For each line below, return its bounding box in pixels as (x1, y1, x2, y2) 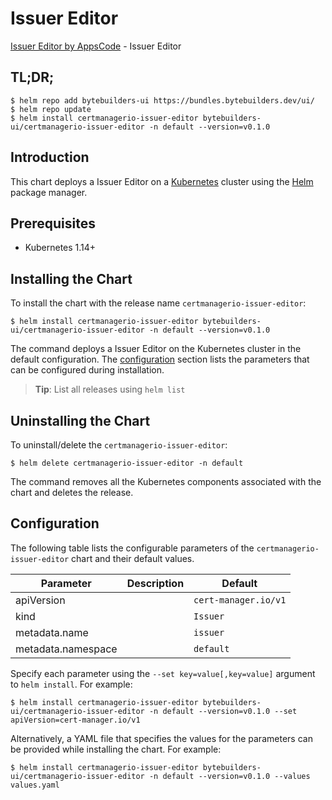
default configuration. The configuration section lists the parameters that (10, 353, 310, 366)
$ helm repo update (10, 104, 92, 114)
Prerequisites (10, 215, 96, 232)
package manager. (10, 186, 88, 198)
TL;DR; (10, 69, 55, 86)
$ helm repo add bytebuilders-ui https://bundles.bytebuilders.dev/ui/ (10, 95, 315, 106)
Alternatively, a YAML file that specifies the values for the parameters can (10, 732, 313, 744)
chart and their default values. (71, 552, 195, 564)
